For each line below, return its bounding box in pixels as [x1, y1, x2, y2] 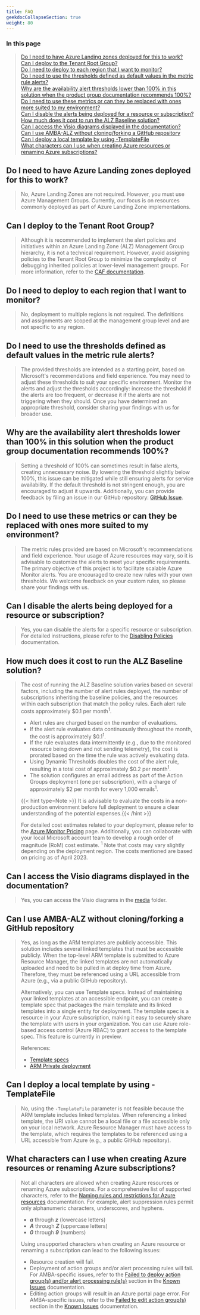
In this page [6, 39, 41, 48]
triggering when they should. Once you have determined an [20, 398, 167, 405]
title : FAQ [6, 8, 33, 15]
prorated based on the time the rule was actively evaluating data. [29, 752, 189, 759]
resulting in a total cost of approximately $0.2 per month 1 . [29, 765, 171, 773]
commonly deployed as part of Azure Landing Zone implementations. [20, 204, 191, 211]
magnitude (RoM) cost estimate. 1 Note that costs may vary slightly [20, 840, 185, 848]
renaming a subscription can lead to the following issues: [20, 1246, 161, 1254]
